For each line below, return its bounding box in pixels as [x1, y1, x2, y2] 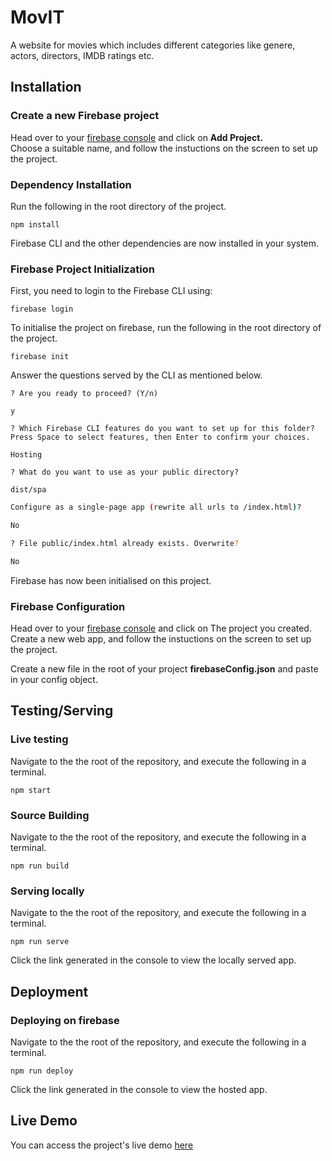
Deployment [10, 983, 89, 1000]
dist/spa [10, 485, 47, 495]
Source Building [10, 808, 90, 822]
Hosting [10, 450, 43, 460]
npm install [10, 219, 60, 230]
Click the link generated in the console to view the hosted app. [10, 1083, 268, 1095]
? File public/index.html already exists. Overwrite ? [10, 538, 240, 548]
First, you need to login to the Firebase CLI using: [10, 285, 213, 297]
